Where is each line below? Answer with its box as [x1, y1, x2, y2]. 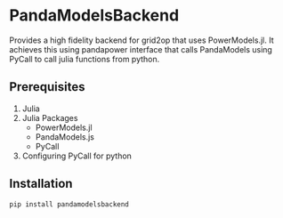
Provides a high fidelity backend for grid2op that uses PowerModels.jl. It [9, 35, 274, 45]
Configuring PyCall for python [21, 150, 132, 161]
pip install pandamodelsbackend [9, 199, 129, 209]
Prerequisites [9, 79, 85, 94]
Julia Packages [21, 112, 78, 123]
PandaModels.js [35, 131, 95, 142]
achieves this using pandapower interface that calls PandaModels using [9, 44, 273, 54]
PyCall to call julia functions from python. [9, 53, 160, 64]
